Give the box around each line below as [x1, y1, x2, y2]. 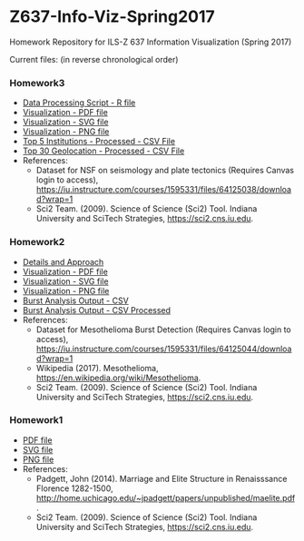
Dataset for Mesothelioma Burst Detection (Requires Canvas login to [35, 324, 292, 335]
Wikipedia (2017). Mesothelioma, [35, 362, 159, 373]
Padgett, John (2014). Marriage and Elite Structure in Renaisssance [35, 473, 288, 484]
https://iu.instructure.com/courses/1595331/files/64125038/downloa [35, 184, 292, 195]
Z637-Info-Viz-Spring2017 [9, 6, 215, 27]
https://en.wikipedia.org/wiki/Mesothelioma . [35, 372, 201, 383]
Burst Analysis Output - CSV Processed [22, 304, 171, 315]
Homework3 [9, 76, 65, 89]
